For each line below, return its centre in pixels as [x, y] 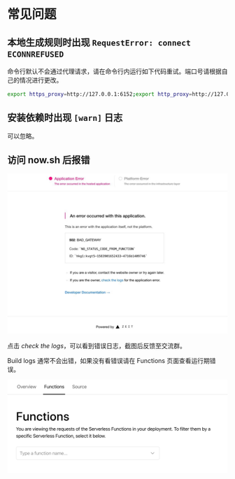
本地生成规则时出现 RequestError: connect [99, 42]
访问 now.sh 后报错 [49, 160]
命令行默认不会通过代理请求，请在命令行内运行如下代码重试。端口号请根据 [114, 71]
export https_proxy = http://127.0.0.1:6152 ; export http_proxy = [100, 94]
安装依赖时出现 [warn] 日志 [65, 118]
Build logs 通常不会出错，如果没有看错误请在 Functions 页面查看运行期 [108, 360]
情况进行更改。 [41, 80]
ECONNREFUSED [36, 54]
